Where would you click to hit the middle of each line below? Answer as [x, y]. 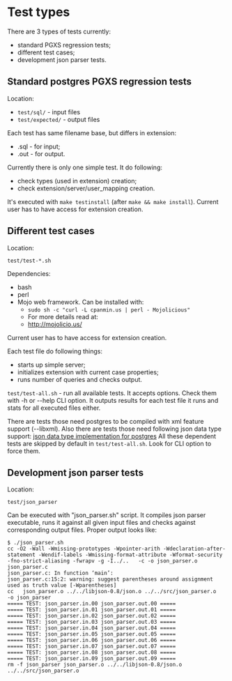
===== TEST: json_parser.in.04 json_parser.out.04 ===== [92, 628]
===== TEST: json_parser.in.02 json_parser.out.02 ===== [92, 616]
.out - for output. [41, 153]
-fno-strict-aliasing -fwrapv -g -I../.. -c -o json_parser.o [102, 561]
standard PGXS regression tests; [64, 45]
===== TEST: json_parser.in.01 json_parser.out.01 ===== [92, 610]
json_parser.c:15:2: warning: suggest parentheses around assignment [110, 579]
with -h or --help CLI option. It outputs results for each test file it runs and [113, 400]
